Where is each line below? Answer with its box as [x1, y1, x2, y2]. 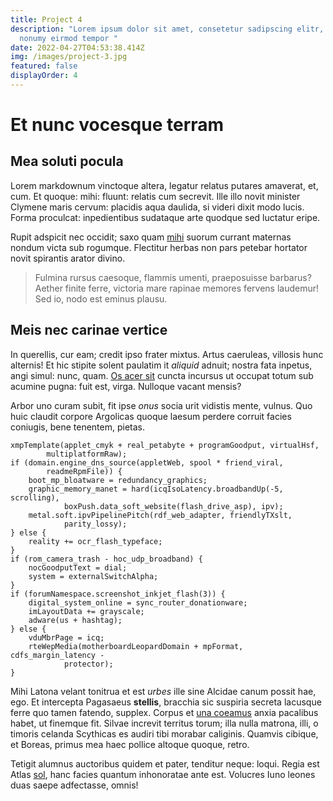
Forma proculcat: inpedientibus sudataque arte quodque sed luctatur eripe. [10, 211, 321, 223]
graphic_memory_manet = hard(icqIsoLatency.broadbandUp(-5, [28, 484, 284, 494]
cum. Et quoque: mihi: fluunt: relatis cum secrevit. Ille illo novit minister [10, 190, 301, 202]
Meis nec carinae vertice [10, 322, 168, 339]
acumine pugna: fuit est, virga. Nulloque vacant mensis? [10, 380, 242, 392]
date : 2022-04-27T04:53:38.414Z [10, 42, 145, 53]
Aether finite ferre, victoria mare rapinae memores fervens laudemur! [34, 282, 319, 294]
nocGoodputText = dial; [28, 562, 128, 573]
